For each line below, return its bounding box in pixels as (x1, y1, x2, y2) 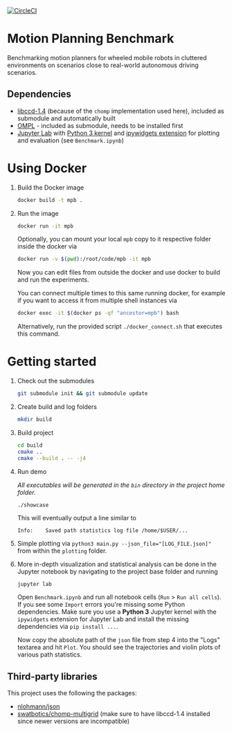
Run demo (17, 467, 47, 475)
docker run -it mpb (17, 222, 74, 230)
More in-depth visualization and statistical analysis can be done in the (17, 560, 217, 569)
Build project (17, 428, 54, 437)
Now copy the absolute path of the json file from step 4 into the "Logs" (17, 636, 220, 644)
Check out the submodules (17, 377, 95, 385)
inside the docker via (17, 242, 78, 250)
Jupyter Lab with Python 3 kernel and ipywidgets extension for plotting (17, 129, 220, 137)
